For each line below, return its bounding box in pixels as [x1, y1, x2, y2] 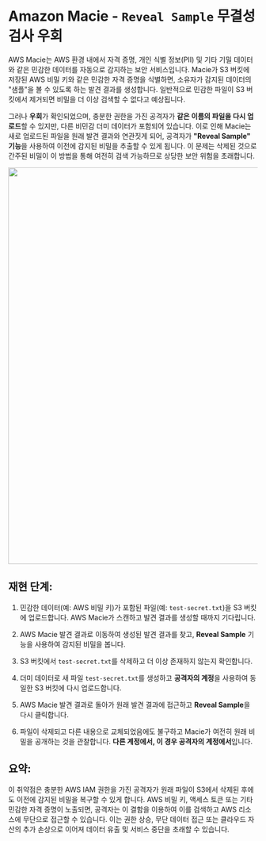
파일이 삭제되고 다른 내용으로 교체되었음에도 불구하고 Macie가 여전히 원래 [19, 727, 247, 736]
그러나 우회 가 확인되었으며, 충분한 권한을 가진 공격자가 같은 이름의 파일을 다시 [8, 111, 246, 121]
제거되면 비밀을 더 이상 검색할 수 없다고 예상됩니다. [28, 94, 186, 104]
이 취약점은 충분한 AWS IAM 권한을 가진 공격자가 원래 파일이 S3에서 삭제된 [8, 785, 240, 794]
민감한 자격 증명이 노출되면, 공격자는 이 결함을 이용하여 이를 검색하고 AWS [8, 805, 237, 814]
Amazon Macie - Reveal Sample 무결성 [8, 7, 256, 25]
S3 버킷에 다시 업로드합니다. [34, 683, 122, 693]
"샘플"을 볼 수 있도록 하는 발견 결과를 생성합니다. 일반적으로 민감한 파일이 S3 [8, 84, 245, 94]
